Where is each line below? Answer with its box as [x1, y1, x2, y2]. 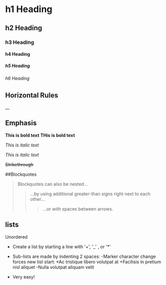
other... [30, 196, 45, 202]
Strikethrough [5, 161, 34, 167]
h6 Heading [5, 76, 30, 82]
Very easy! [12, 273, 35, 280]
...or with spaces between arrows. [42, 205, 113, 212]
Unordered [5, 234, 28, 240]
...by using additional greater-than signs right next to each [30, 190, 151, 197]
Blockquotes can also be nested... [17, 181, 88, 187]
